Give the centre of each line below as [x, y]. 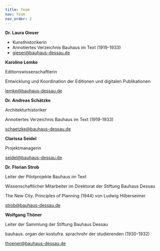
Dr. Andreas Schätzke [28, 100]
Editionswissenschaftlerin [31, 72]
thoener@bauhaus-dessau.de [36, 244]
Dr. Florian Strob [22, 167]
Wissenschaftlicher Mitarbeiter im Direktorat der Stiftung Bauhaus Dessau [80, 186]
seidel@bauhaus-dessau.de [34, 157]
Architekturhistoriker [26, 110]
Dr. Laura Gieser [22, 33]
